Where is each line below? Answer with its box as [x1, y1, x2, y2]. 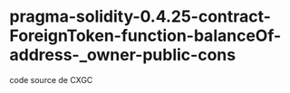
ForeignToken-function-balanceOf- [9, 25, 282, 46]
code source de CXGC [9, 74, 93, 85]
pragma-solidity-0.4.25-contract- [9, 6, 272, 27]
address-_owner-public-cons [9, 45, 237, 65]
